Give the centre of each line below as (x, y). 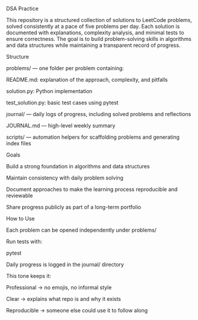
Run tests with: (24, 241)
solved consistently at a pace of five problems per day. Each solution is (93, 26)
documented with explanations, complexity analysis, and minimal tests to (95, 33)
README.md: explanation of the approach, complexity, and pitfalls (87, 80)
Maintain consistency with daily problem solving (65, 178)
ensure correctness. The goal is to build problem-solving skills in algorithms (99, 39)
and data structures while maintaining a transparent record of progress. (93, 45)
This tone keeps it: (29, 276)
